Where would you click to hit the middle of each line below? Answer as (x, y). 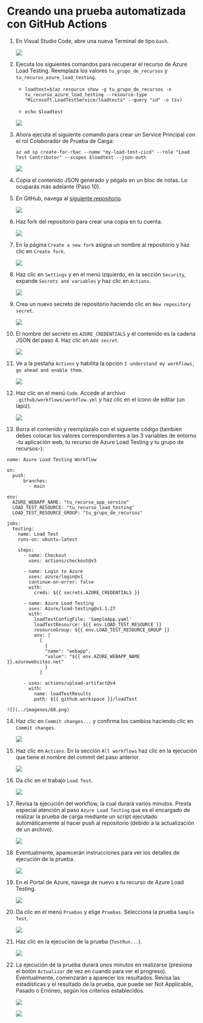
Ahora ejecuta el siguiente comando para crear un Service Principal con (105, 134)
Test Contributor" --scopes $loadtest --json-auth (81, 157)
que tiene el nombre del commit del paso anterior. (78, 757)
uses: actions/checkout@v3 (63, 561)
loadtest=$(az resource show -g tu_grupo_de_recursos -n (98, 89)
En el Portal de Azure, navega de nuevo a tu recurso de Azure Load (100, 882)
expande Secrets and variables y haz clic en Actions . (83, 280)
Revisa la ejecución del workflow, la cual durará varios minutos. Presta (103, 803)
